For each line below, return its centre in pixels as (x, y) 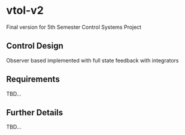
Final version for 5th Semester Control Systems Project (74, 27)
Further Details (35, 112)
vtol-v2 (25, 10)
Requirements (33, 79)
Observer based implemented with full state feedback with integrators (92, 60)
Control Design (35, 46)
